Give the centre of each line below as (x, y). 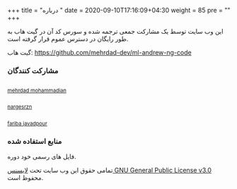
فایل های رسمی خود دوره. (42, 156)
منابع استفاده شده (35, 141)
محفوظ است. (25, 177)
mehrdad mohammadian (37, 90)
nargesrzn (20, 107)
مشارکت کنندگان (33, 71)
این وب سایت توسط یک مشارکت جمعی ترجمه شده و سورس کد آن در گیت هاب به (116, 31)
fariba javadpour (27, 123)
